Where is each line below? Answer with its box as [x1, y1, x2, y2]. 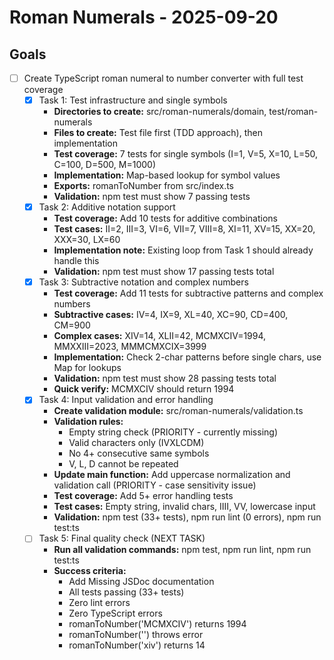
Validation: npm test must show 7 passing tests [53, 191, 251, 203]
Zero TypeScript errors [68, 607, 163, 620]
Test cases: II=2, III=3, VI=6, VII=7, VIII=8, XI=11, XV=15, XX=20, [53, 223, 316, 235]
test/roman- [268, 106, 319, 118]
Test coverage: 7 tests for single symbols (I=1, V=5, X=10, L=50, [53, 148, 319, 160]
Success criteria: [53, 565, 127, 577]
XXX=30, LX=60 [53, 234, 121, 246]
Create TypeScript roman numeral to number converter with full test [23, 72, 304, 84]
